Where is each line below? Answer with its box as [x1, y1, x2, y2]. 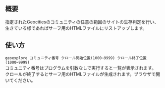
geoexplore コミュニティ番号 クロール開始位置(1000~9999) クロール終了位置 [5, 55, 147, 61]
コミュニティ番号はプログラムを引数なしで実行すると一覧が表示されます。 [5, 65, 156, 71]
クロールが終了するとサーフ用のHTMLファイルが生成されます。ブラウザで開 [5, 71, 160, 77]
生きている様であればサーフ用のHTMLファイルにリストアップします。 [5, 25, 147, 31]
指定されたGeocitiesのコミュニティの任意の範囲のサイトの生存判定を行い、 [5, 19, 159, 25]
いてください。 [5, 77, 36, 83]
